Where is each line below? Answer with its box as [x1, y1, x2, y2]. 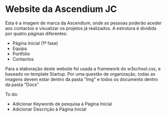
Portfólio [12, 51, 30, 57]
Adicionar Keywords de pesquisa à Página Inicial [12, 101, 112, 107]
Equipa [12, 45, 27, 51]
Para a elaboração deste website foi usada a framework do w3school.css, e [5, 66, 161, 72]
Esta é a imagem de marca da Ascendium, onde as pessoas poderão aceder [5, 20, 162, 26]
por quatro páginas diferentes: [5, 30, 68, 36]
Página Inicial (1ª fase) [12, 40, 58, 46]
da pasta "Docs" [5, 81, 39, 88]
